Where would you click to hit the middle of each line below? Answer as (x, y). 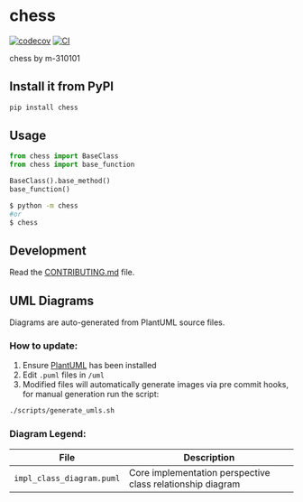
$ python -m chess (44, 205)
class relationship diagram (185, 484)
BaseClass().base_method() (60, 181)
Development (48, 251)
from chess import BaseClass (64, 156)
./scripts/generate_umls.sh (62, 411)
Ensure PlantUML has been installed (89, 366)
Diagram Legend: (48, 434)
